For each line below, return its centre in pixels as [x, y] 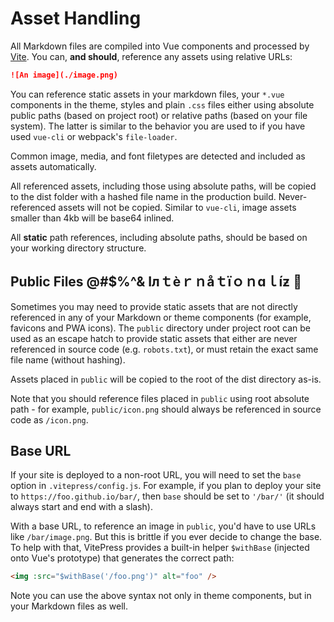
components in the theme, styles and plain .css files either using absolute [162, 104]
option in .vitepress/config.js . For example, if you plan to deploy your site [166, 486]
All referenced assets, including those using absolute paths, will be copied [163, 186]
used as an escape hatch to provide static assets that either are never [154, 338]
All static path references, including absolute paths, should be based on [159, 237]
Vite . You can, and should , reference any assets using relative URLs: [151, 56]
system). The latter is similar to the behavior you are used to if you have [158, 126]
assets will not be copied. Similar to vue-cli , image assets [177, 207]
